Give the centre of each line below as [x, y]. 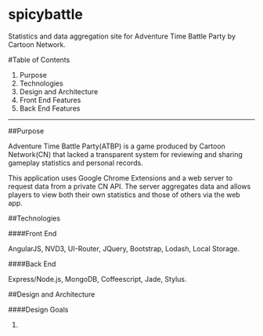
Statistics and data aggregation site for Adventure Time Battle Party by [122, 36]
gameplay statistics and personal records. [76, 163]
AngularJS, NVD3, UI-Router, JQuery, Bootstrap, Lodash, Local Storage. [124, 248]
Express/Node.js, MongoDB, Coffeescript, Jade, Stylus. [97, 279]
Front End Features [50, 100]
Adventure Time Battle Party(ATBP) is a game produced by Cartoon [117, 146]
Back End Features [50, 108]
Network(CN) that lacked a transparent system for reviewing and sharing [125, 154]
